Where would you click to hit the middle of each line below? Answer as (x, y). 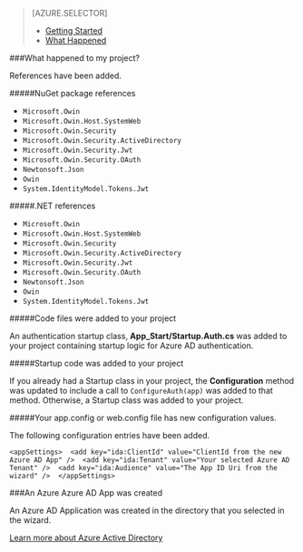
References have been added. (66, 75)
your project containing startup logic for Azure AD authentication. (132, 346)
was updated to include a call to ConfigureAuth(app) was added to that (142, 391)
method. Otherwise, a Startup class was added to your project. (127, 400)
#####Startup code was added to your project (97, 363)
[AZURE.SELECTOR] (69, 13)
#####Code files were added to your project (93, 318)
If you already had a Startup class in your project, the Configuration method (152, 381)
